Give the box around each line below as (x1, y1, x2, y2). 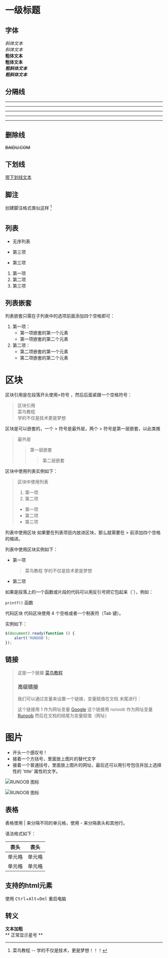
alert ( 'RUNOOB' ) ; (14, 635, 50, 641)
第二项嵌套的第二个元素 (19, 355, 68, 361)
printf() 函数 (5, 599, 33, 606)
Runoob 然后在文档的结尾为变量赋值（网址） (17, 713, 109, 719)
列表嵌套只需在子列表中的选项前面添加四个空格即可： (5, 313, 115, 319)
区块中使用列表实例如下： (5, 468, 58, 474)
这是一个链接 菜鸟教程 (17, 670, 63, 676)
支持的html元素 (5, 881, 52, 890)
